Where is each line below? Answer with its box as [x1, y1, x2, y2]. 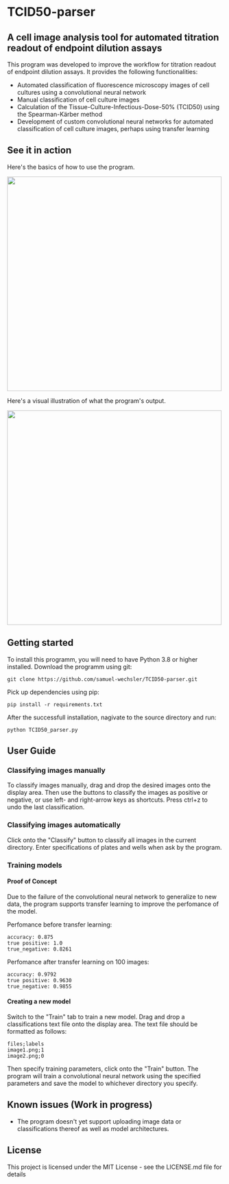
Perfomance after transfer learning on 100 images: [7, 957, 149, 966]
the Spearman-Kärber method [16, 111, 103, 118]
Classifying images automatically [7, 820, 121, 830]
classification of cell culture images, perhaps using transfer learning [16, 125, 210, 132]
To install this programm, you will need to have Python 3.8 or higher [7, 655, 198, 663]
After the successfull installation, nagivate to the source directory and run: [7, 713, 217, 721]
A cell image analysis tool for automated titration [7, 32, 219, 43]
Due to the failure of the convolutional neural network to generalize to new [7, 892, 217, 901]
